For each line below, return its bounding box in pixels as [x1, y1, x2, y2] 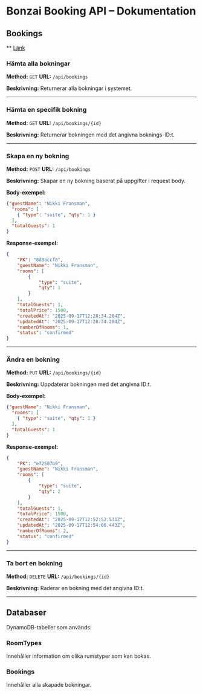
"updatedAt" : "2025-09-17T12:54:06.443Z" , [17, 522, 126, 529]
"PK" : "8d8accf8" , [17, 257, 63, 263]
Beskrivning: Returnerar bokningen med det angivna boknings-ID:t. [6, 131, 175, 138]
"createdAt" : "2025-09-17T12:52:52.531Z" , [17, 516, 126, 523]
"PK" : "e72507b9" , [17, 460, 63, 466]
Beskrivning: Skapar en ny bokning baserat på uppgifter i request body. [6, 177, 186, 184]
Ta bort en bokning [6, 559, 63, 567]
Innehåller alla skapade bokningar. [6, 681, 92, 689]
